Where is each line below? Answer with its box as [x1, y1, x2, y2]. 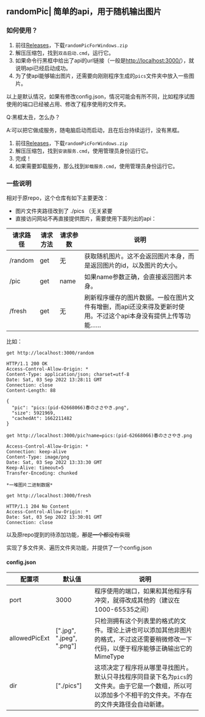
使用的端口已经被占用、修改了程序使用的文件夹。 [6, 100, 129, 108]
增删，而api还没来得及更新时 [96, 302, 179, 311]
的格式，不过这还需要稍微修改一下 [94, 635, 192, 644]
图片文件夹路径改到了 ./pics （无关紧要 [15, 207, 113, 214]
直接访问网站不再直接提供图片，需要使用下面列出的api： [15, 214, 157, 222]
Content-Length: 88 [6, 387, 56, 394]
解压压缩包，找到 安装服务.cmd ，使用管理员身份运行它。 [15, 147, 151, 154]
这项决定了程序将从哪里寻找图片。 [94, 664, 192, 672]
